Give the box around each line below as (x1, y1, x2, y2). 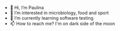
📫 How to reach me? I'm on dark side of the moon (10, 21, 115, 27)
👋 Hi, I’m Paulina (10, 5, 44, 10)
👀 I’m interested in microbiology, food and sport (10, 10, 109, 16)
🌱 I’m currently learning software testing (10, 15, 94, 21)
